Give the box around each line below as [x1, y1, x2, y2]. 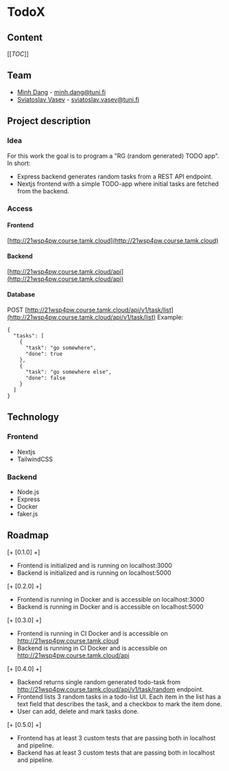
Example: [157, 313, 184, 321]
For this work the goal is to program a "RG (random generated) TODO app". [7, 151, 219, 160]
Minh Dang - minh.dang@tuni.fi [16, 87, 106, 96]
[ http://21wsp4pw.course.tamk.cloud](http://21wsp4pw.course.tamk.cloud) [7, 236, 219, 244]
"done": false [25, 374, 67, 382]
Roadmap [7, 529, 49, 541]
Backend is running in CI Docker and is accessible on [16, 644, 168, 652]
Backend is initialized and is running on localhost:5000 [16, 569, 171, 577]
